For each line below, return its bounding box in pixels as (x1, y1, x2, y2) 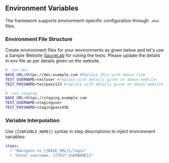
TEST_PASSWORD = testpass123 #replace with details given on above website (5, 81, 164, 87)
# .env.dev (5, 68, 28, 73)
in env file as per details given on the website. (5, 58, 101, 64)
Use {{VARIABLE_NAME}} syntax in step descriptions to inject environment (5, 129, 155, 135)
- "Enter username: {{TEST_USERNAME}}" (10, 153, 94, 158)
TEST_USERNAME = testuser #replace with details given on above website (5, 77, 157, 82)
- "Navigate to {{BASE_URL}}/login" (10, 148, 87, 153)
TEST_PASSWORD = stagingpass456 (5, 105, 69, 110)
